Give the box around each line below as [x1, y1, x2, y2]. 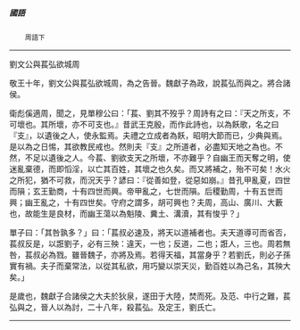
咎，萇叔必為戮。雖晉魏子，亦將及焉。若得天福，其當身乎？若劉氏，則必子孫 [9, 249, 291, 260]
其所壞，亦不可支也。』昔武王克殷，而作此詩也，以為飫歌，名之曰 [39, 119, 279, 129]
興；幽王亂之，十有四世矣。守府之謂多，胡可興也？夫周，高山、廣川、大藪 [9, 196, 283, 208]
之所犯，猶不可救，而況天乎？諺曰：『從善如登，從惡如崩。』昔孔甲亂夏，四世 [9, 174, 291, 186]
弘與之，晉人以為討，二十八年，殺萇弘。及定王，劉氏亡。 [9, 301, 221, 312]
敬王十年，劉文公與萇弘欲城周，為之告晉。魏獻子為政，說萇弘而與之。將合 [9, 78, 283, 88]
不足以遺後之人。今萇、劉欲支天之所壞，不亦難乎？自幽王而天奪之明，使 [24, 152, 291, 163]
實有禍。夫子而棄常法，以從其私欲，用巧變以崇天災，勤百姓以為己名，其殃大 [9, 260, 291, 271]
